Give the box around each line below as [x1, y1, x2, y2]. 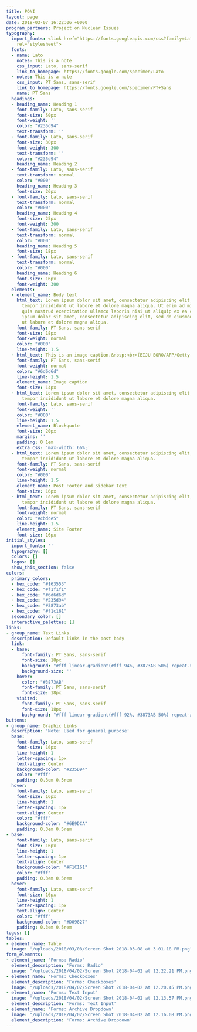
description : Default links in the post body [11, 636, 125, 641]
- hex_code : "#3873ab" [11, 603, 67, 609]
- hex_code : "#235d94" [11, 598, 67, 603]
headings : [11, 96, 35, 101]
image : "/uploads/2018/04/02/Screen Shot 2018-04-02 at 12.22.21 [11, 968, 175, 974]
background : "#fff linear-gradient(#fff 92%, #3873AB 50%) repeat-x [21, 712, 193, 718]
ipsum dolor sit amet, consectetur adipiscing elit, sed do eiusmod [21, 314, 193, 320]
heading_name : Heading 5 [16, 243, 77, 249]
